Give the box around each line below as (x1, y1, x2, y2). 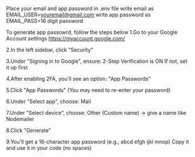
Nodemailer (6, 115, 35, 122)
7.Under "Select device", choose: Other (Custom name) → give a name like (6, 110, 187, 116)
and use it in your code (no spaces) (6, 145, 92, 151)
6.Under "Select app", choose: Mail (6, 98, 91, 105)
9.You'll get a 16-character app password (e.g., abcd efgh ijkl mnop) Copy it (6, 138, 189, 145)
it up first (6, 64, 28, 71)
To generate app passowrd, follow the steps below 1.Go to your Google (6, 29, 178, 36)
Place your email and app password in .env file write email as (6, 5, 154, 12)
